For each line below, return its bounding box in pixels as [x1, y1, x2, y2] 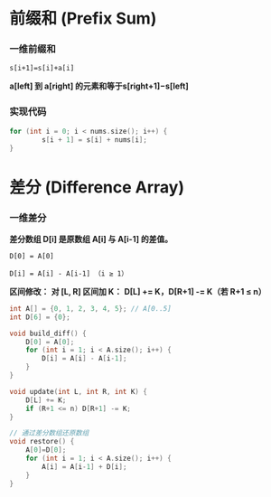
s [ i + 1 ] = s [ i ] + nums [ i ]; [42, 135, 147, 145]
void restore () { [9, 437, 75, 446]
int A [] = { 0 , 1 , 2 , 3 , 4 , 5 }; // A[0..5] [9, 304, 172, 313]
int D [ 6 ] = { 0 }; [9, 313, 70, 322]
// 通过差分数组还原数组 [9, 428, 89, 438]
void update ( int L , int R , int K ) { [9, 387, 147, 396]
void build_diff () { [9, 329, 88, 338]
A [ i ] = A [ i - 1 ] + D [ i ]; [42, 462, 127, 471]
